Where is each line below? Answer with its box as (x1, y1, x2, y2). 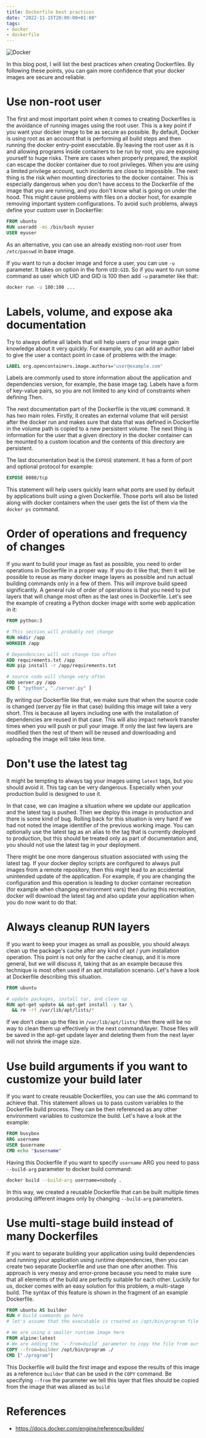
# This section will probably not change (6, 629, 114, 635)
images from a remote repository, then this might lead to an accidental (6, 866, 184, 873)
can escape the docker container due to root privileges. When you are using (6, 161, 199, 169)
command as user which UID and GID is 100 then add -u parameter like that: (6, 272, 199, 280)
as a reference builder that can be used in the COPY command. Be (6, 1370, 172, 1377)
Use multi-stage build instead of (6, 1216, 174, 1230)
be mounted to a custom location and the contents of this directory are (6, 438, 185, 445)
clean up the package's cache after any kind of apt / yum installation (6, 947, 180, 954)
